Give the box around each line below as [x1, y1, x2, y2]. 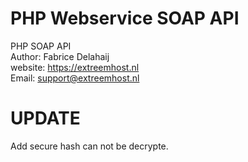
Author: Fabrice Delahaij [10, 50, 110, 62]
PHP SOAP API [10, 40, 72, 52]
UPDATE [10, 107, 81, 130]
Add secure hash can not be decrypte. [10, 140, 169, 152]
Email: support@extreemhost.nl [10, 72, 140, 84]
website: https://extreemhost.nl [10, 61, 140, 73]
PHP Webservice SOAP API [10, 7, 240, 30]
